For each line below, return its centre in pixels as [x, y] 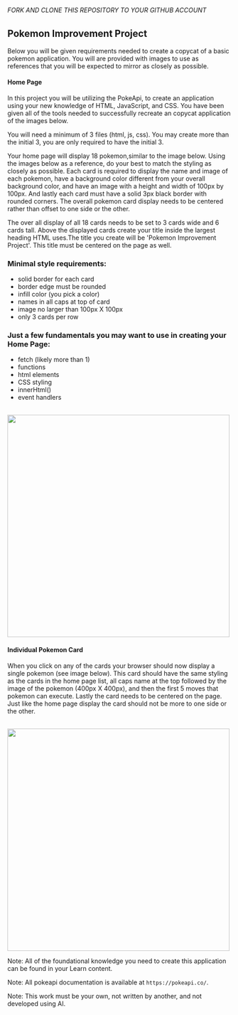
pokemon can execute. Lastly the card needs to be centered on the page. [115, 696]
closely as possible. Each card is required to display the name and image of [118, 171]
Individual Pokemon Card [45, 650]
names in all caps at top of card [64, 302]
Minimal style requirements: [57, 263]
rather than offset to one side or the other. [69, 208]
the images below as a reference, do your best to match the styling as [109, 163]
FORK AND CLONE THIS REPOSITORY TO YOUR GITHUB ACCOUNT [107, 10]
